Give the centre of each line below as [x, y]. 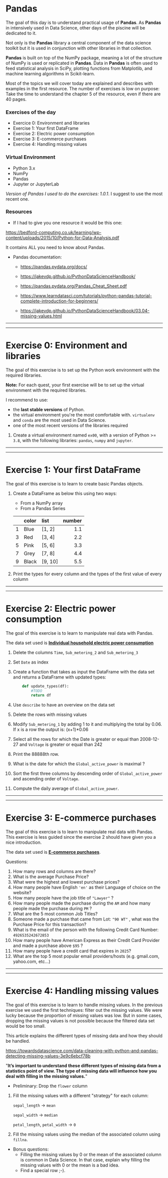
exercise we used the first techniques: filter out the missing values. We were [84, 1010]
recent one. [17, 199]
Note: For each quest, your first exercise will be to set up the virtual [75, 385]
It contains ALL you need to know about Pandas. [55, 247]
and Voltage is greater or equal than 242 [61, 744]
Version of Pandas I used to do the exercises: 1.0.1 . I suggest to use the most [84, 194]
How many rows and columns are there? [54, 872]
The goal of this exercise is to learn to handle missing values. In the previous [84, 1005]
